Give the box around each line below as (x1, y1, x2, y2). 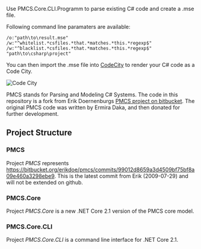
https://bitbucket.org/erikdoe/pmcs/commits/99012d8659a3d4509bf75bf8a (6, 166, 195, 173)
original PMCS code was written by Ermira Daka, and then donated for (6, 104, 181, 111)
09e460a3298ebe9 (6, 172, 55, 180)
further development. (6, 110, 59, 117)
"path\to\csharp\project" (6, 51, 71, 57)
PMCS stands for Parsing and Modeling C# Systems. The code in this (6, 91, 179, 98)
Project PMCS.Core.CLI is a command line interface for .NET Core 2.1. (6, 236, 179, 244)
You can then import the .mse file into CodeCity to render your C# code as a (6, 61, 195, 68)
